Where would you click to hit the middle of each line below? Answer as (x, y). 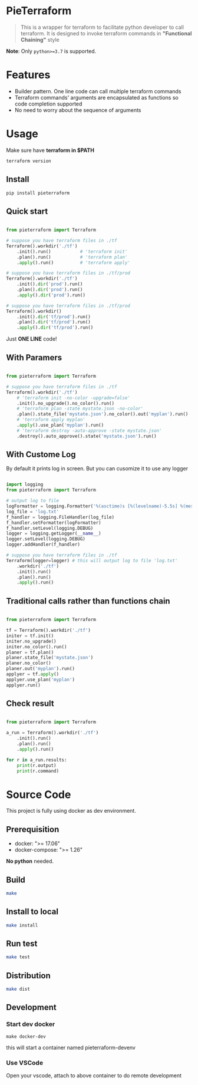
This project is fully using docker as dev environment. (71, 811)
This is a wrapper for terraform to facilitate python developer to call (102, 27)
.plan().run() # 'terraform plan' (72, 257)
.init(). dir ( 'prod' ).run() (50, 284)
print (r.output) (37, 765)
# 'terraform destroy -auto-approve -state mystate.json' (89, 431)
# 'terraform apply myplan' (51, 420)
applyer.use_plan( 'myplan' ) (41, 680)
